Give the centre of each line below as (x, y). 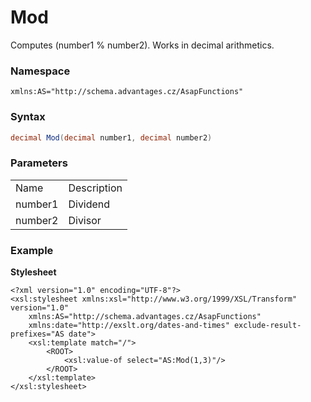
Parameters (39, 163)
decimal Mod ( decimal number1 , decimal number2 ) (111, 137)
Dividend (89, 204)
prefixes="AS (37, 334)
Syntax (28, 117)
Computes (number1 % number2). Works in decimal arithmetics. (142, 45)
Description (95, 188)
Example (32, 250)
